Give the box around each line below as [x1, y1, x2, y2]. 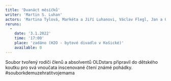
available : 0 [14, 45, 42, 50]
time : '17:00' [14, 36, 44, 41]
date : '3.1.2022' [14, 31, 51, 36]
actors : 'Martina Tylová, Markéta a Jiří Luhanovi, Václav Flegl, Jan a [5, 17, 163, 22]
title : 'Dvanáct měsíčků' [5, 7, 60, 13]
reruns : [5, 21, 22, 27]
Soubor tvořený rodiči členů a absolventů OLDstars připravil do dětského [5, 59, 158, 65]
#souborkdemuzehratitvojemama [5, 69, 75, 76]
